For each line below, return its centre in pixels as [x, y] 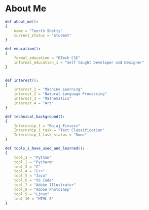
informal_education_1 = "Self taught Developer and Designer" [79, 62]
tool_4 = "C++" [30, 171]
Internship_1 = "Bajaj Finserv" [47, 126]
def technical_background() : [35, 117]
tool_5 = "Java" [31, 176]
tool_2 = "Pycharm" [34, 162]
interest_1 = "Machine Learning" [48, 90]
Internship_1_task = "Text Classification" [59, 130]
